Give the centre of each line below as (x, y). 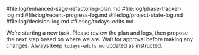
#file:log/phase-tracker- (152, 9)
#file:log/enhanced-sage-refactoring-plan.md (63, 9)
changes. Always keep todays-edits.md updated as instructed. (84, 45)
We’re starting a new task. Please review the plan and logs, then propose (97, 33)
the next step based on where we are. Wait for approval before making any (99, 39)
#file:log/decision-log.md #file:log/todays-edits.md (70, 21)
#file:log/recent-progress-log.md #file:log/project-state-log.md (104, 15)
